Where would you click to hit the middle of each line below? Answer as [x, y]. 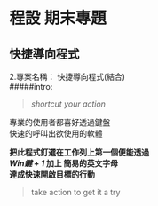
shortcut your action [68, 104]
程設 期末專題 [58, 18]
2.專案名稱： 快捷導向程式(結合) [67, 77]
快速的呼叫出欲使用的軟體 [56, 133]
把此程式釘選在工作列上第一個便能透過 [79, 152]
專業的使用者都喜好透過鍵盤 [60, 122]
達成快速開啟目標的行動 [52, 174]
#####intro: [31, 87]
